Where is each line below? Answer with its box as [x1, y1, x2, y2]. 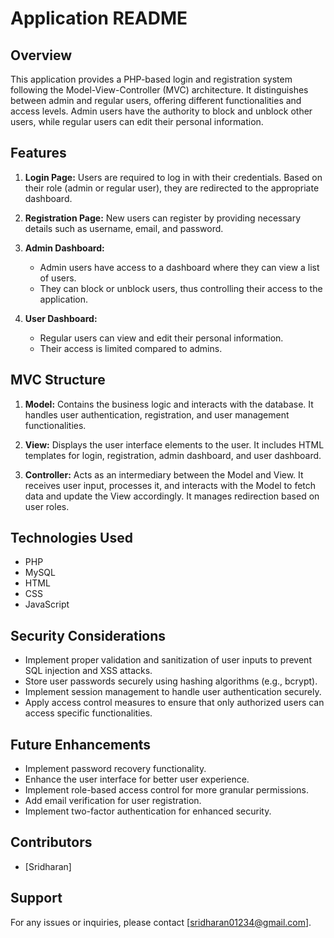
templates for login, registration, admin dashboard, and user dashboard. [24, 449, 322, 461]
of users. [39, 272, 77, 284]
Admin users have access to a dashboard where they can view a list [39, 261, 320, 273]
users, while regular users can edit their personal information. [10, 116, 264, 127]
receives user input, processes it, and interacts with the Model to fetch [24, 479, 317, 491]
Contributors [10, 834, 93, 851]
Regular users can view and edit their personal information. [39, 332, 284, 344]
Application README [10, 7, 188, 30]
